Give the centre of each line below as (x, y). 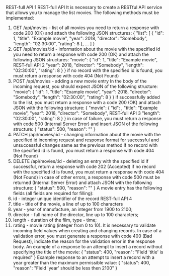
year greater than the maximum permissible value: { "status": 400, (81, 263)
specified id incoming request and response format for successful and (86, 140)
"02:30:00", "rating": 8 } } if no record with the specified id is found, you (88, 70)
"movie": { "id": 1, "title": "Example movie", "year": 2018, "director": (82, 92)
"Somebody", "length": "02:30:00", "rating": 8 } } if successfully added (87, 97)
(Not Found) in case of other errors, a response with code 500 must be (87, 177)
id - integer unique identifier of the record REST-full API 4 (72, 199)
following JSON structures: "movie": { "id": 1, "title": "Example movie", (85, 60)
